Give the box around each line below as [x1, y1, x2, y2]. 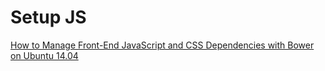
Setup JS [10, 6, 87, 29]
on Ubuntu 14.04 [10, 49, 79, 61]
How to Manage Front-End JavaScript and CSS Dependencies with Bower [10, 39, 315, 51]
